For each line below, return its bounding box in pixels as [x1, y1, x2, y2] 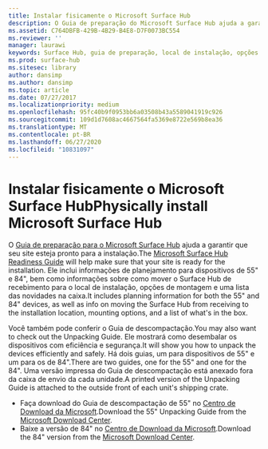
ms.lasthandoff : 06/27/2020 [8, 137, 102, 146]
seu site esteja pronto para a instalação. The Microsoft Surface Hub [8, 248, 229, 258]
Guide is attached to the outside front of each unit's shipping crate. [8, 383, 229, 392]
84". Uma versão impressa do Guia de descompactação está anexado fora [8, 366, 254, 375]
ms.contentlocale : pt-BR [8, 130, 91, 138]
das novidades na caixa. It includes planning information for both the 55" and [8, 291, 260, 300]
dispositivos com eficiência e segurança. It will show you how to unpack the [8, 340, 257, 350]
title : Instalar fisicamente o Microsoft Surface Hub [8, 11, 191, 20]
